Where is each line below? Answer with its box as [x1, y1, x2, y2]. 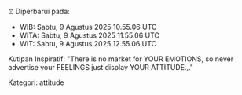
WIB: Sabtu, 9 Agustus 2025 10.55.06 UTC [19, 23, 157, 31]
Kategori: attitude [8, 78, 64, 87]
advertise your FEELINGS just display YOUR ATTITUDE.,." [8, 63, 194, 71]
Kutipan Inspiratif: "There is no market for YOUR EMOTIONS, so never [8, 54, 234, 64]
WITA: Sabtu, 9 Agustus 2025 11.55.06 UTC [19, 31, 159, 40]
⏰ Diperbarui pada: [8, 7, 71, 16]
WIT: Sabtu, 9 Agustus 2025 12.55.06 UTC [19, 39, 157, 48]
